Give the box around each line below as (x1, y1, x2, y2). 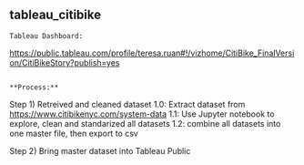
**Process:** (9, 82, 59, 92)
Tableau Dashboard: (9, 31, 84, 40)
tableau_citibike (9, 7, 102, 23)
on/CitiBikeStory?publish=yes (9, 57, 120, 67)
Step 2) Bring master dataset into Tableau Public (9, 145, 191, 156)
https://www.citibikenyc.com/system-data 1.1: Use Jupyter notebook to (9, 108, 275, 119)
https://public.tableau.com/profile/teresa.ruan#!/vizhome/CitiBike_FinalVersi (9, 47, 295, 58)
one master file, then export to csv (9, 128, 138, 139)
